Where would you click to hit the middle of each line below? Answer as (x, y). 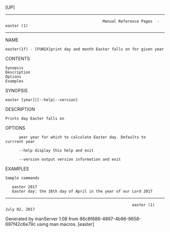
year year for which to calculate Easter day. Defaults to (82, 137)
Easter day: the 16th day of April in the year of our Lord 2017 (82, 191)
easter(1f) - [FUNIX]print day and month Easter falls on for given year (85, 49)
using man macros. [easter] (66, 224)
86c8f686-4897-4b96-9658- (111, 219)
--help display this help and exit (56, 150)
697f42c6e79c (21, 224)
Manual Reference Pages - (131, 21)
